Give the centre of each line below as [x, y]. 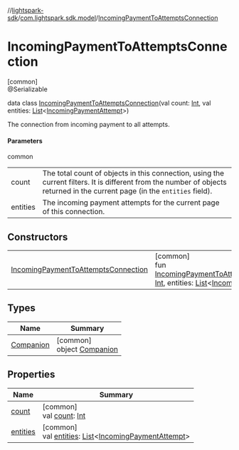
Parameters [25, 140]
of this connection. [74, 212]
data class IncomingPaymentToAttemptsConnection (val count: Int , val [109, 103]
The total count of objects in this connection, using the [133, 173]
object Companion [87, 349]
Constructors [38, 237]
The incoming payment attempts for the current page [131, 203]
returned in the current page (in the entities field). [127, 191]
